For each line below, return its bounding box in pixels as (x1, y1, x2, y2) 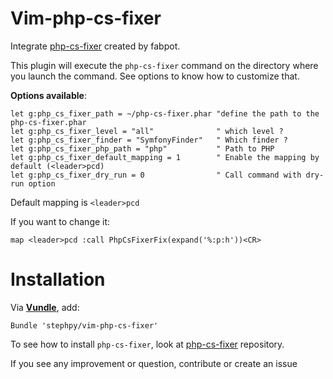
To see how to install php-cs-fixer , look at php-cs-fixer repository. (10, 338, 285, 350)
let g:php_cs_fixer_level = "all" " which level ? (10, 126, 284, 136)
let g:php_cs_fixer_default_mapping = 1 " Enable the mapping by (10, 152, 320, 162)
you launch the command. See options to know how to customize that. (10, 70, 300, 82)
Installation (10, 268, 106, 291)
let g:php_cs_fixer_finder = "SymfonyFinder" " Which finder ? (10, 135, 288, 145)
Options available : (10, 89, 87, 101)
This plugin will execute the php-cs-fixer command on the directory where (10, 59, 319, 71)
